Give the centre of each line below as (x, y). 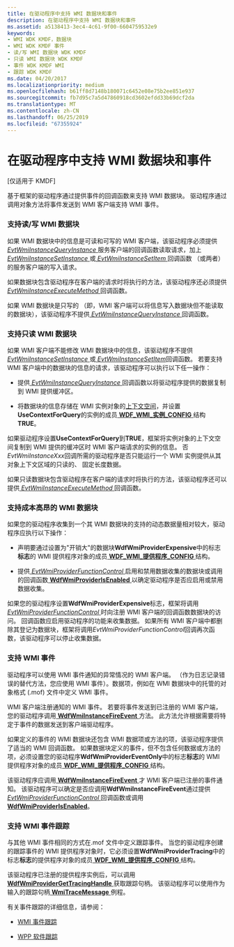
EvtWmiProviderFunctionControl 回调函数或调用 (76, 797)
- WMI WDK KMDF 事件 (36, 46)
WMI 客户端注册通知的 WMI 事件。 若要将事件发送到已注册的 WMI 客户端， (115, 707)
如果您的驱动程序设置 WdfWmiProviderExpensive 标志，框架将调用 (103, 603)
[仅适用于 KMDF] (31, 181)
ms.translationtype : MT (42, 105)
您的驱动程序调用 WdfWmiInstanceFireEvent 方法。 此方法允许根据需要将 (114, 716)
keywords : (22, 33)
